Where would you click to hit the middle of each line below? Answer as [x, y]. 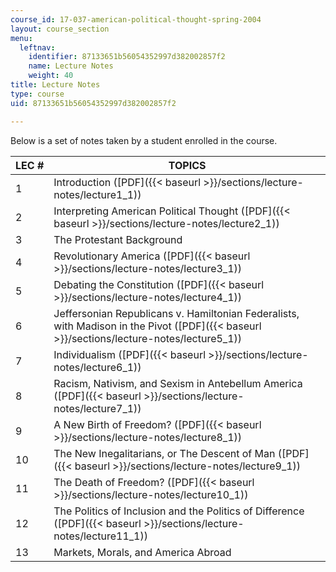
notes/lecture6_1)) [97, 367]
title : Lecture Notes [55, 85]
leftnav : [37, 47]
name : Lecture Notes [71, 66]
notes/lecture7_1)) [97, 408]
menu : [21, 38]
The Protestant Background [118, 239]
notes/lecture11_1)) [100, 536]
